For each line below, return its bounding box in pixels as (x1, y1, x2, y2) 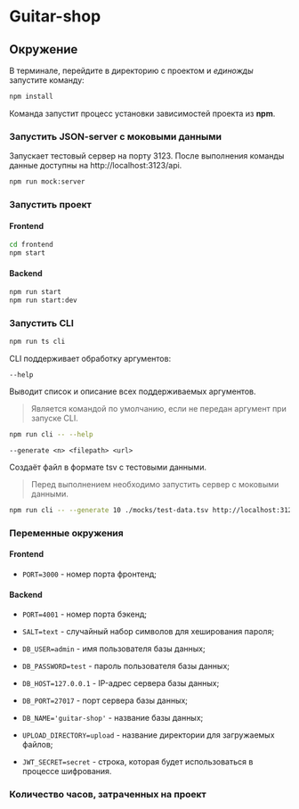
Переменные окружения (9, 527, 124, 539)
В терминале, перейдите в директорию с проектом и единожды (9, 65, 254, 76)
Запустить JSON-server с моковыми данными (9, 130, 222, 143)
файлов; (21, 740, 53, 750)
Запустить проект (9, 198, 92, 210)
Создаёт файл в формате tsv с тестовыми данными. (9, 462, 207, 472)
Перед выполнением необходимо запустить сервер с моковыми (30, 478, 279, 489)
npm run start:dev (9, 296, 77, 305)
